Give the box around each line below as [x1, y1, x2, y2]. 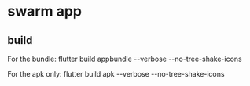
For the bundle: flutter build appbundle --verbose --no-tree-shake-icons [7, 54, 242, 63]
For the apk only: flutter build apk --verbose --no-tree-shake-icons [7, 70, 225, 78]
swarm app [7, 2, 83, 20]
